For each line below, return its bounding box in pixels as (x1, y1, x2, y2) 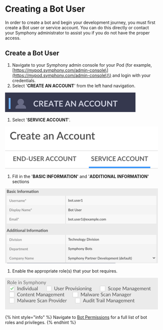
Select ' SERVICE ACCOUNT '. (12, 117, 71, 123)
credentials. (12, 77, 36, 83)
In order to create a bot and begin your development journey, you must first (5, 19, 156, 25)
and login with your (112, 72, 151, 78)
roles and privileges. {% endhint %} (5, 319, 77, 325)
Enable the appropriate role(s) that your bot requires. (12, 268, 118, 274)
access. (5, 35, 21, 41)
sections (12, 179, 30, 184)
